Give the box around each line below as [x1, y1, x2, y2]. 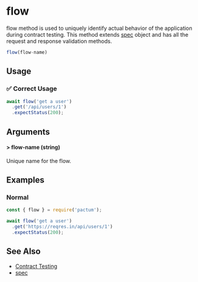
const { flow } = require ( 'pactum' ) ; [6, 207, 102, 213]
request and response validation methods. [6, 37, 113, 45]
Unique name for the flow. [6, 157, 72, 164]
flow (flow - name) [6, 49, 48, 56]
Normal [6, 193, 29, 202]
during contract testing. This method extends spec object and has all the [6, 31, 189, 38]
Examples [6, 175, 44, 186]
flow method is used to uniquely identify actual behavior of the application [6, 24, 193, 32]
